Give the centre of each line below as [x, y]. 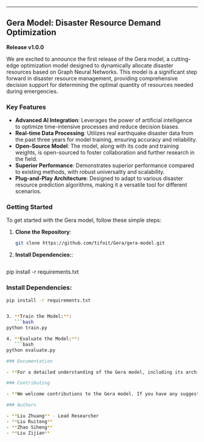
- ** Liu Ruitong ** [29, 421]
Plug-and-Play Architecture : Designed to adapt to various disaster [99, 178]
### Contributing [28, 383]
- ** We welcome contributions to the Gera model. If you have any [92, 394]
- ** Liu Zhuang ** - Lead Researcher [53, 416]
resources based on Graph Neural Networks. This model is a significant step [102, 72]
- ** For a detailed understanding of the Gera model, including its [95, 372]
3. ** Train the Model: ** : [39, 317]
